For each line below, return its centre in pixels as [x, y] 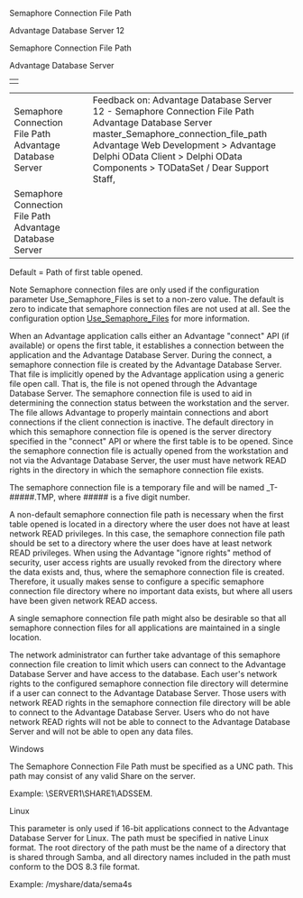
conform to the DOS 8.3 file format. [75, 866]
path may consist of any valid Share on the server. [102, 776]
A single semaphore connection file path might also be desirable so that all [148, 618]
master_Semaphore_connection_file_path [180, 134]
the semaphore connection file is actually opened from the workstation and [149, 451]
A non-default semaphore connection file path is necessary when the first [147, 514]
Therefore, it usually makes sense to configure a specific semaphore [137, 582]
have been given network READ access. [83, 600]
